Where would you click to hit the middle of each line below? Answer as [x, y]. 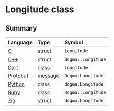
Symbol [74, 43]
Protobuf [18, 76]
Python [17, 84]
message [48, 76]
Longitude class [40, 9]
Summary [21, 28]
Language [20, 43]
